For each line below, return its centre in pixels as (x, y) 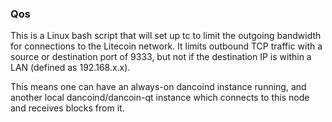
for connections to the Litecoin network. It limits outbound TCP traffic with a (166, 46)
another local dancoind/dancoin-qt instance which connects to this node (160, 98)
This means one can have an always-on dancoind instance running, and (158, 87)
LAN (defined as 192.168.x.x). (70, 68)
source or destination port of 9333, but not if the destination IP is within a (161, 57)
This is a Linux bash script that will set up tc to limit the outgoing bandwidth (166, 36)
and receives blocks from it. (67, 108)
